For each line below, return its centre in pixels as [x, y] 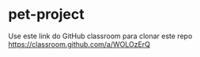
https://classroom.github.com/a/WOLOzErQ [79, 44]
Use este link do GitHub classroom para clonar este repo [100, 36]
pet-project [46, 14]
